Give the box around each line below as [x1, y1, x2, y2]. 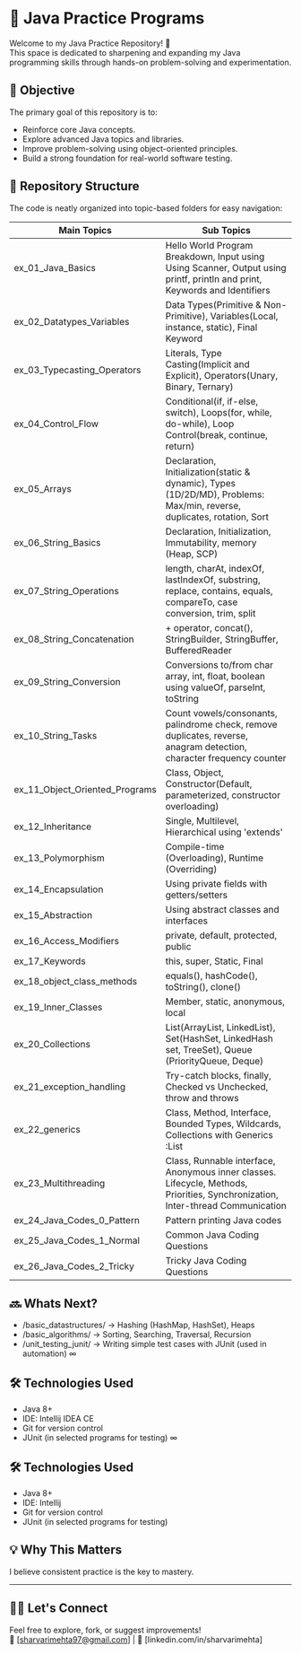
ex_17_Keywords [13, 955, 87, 967]
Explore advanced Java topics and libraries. [21, 134, 185, 144]
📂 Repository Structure [9, 179, 140, 194]
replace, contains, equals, [165, 584, 273, 597]
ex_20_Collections [13, 1037, 91, 1050]
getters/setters [165, 888, 228, 901]
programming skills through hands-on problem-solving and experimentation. [9, 57, 292, 67]
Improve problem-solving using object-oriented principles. [21, 143, 238, 153]
